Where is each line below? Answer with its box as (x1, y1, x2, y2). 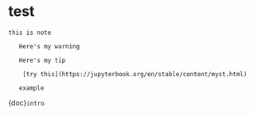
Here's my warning (18, 42, 80, 50)
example (18, 84, 45, 92)
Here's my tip (18, 56, 66, 64)
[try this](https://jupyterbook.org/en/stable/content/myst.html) (22, 70, 248, 78)
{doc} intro (8, 98, 45, 107)
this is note (8, 29, 52, 36)
